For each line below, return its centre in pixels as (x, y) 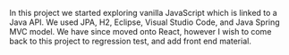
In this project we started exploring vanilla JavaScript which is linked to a (143, 13)
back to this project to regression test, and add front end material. (131, 41)
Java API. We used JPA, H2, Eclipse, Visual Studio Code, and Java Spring (144, 22)
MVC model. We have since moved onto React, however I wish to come (140, 31)
